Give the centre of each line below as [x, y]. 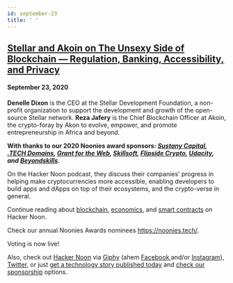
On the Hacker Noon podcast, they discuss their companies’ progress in [111, 174]
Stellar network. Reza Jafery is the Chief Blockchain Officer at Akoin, [128, 118]
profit [15, 110]
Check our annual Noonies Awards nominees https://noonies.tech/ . [103, 230]
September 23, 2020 [38, 87]
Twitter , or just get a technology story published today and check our [106, 265]
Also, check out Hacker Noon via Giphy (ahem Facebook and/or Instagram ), [116, 257]
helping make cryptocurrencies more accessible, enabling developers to [111, 182]
